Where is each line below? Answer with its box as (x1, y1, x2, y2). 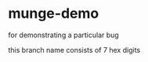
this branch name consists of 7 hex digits (8, 45, 141, 54)
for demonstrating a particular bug (8, 30, 119, 40)
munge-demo (8, 5, 99, 22)
